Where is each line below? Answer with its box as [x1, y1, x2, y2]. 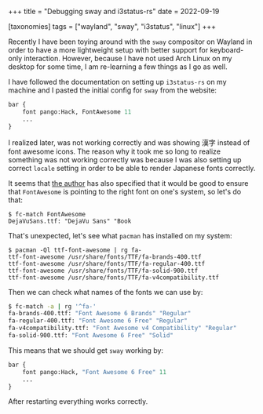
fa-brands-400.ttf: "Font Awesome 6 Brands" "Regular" [8, 310, 192, 318]
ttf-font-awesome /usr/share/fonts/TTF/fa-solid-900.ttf [8, 267, 199, 274]
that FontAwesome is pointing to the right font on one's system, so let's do [8, 187, 242, 196]
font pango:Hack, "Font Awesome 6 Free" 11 [22, 368, 167, 376]
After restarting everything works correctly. [8, 397, 148, 406]
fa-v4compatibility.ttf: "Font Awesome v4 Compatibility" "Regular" [8, 325, 237, 332]
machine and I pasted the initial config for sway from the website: [8, 85, 217, 95]
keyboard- [210, 45, 244, 54]
